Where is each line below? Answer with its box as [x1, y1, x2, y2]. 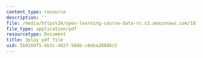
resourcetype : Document [6, 31, 66, 37]
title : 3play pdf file [6, 37, 63, 43]
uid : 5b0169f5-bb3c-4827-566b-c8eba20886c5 [6, 43, 118, 49]
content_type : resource [6, 8, 66, 15]
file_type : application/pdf [6, 25, 77, 32]
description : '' [6, 14, 47, 21]
